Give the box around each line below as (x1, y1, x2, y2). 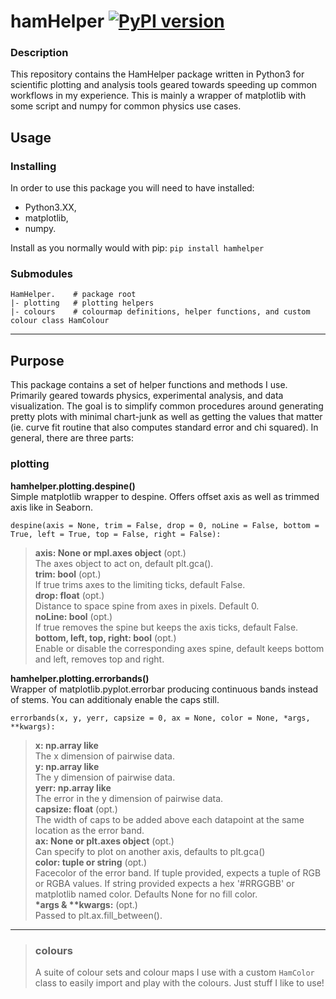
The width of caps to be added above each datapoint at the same (34, 813, 305, 825)
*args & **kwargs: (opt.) (34, 898, 138, 910)
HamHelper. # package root (10, 290, 137, 300)
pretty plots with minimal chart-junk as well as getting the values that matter (10, 411, 323, 423)
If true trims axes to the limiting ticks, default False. (34, 578, 246, 590)
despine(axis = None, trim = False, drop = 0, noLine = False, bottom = (10, 520, 320, 530)
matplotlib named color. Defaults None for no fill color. (34, 888, 258, 900)
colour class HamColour (10, 316, 110, 326)
